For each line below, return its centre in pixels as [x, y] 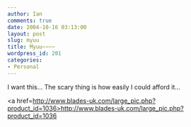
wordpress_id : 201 [34, 54]
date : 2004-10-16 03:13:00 [47, 27]
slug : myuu [23, 40]
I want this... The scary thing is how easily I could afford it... [94, 87]
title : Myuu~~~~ [31, 47]
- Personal [23, 67]
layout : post [27, 34]
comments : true [30, 21]
